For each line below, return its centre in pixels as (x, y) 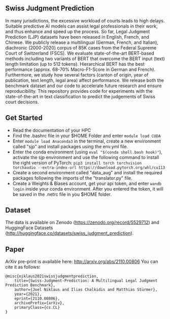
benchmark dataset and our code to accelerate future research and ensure (83, 86)
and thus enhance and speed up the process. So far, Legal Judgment (78, 31)
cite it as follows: (23, 267)
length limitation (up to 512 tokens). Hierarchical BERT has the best (75, 64)
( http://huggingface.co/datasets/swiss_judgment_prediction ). (70, 233)
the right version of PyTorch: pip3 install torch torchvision (77, 163)
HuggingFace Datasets (29, 228)
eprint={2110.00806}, (37, 299)
